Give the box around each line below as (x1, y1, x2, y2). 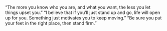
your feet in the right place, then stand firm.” (5, 20, 97, 26)
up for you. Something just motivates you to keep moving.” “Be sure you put (5, 15, 162, 20)
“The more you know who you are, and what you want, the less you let (5, 4, 151, 10)
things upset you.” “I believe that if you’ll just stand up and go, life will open (5, 9, 160, 15)
